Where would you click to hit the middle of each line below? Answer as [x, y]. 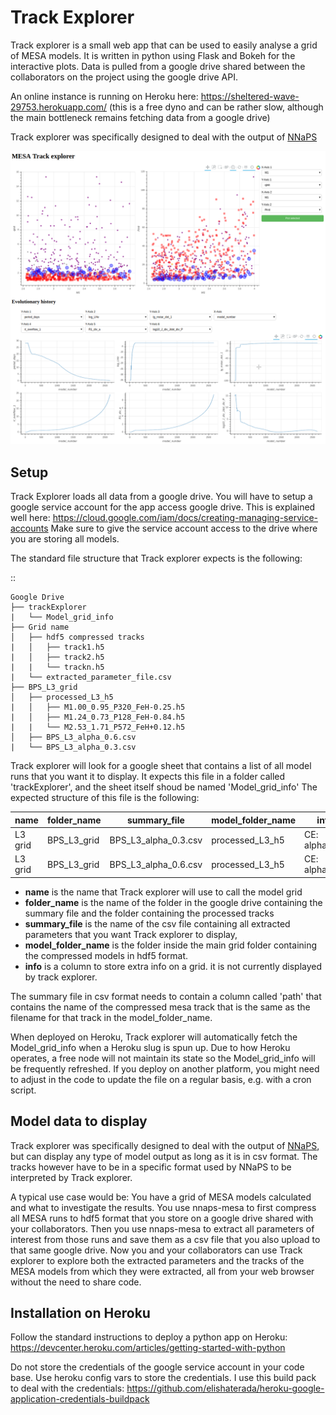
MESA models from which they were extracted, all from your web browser [162, 1271]
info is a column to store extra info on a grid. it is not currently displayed [173, 966]
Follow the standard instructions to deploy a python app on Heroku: [149, 1337]
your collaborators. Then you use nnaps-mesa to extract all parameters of [162, 1228]
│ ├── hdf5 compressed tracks [77, 637]
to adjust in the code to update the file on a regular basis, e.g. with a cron [161, 1079]
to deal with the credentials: [67, 1388]
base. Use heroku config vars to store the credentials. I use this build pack [163, 1378]
